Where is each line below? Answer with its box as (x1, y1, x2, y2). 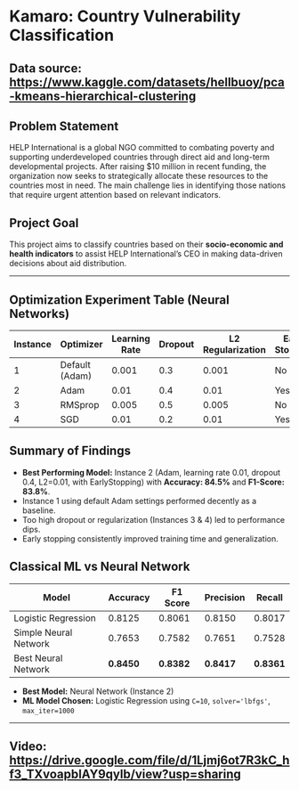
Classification (9, 25, 114, 45)
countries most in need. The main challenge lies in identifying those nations (9, 180, 287, 191)
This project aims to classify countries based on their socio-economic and (9, 239, 284, 250)
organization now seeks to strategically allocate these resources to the (9, 171, 269, 182)
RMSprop (60, 399, 100, 411)
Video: (9, 739, 47, 754)
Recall (256, 590, 283, 603)
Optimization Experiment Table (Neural (9, 292, 230, 307)
